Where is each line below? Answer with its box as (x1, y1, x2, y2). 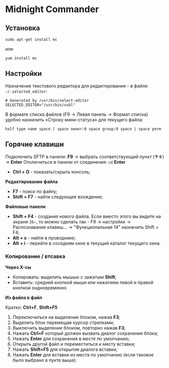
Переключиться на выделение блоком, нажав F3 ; (12, 314, 121, 320)
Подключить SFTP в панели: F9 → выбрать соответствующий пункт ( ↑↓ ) (5, 153, 164, 160)
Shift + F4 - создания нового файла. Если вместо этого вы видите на (12, 213, 161, 219)
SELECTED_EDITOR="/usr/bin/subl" (5, 102, 76, 107)
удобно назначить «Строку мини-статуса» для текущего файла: (5, 116, 144, 122)
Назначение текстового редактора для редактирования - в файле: (5, 82, 149, 89)
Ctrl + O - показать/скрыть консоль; (12, 168, 91, 175)
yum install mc (5, 56, 37, 61)
